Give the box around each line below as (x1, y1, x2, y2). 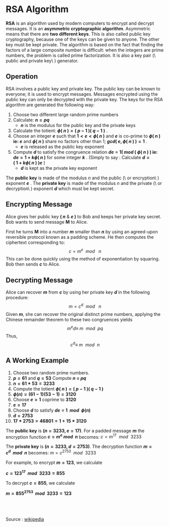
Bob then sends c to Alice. (6, 261, 60, 268)
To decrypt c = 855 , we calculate (6, 480, 75, 486)
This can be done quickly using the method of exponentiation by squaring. (6, 256, 160, 262)
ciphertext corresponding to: (6, 239, 65, 245)
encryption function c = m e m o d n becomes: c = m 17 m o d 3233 (6, 433, 142, 440)
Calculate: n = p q (13, 117, 50, 123)
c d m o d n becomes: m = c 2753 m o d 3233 (6, 449, 96, 456)
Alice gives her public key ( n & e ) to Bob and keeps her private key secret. (6, 213, 161, 220)
